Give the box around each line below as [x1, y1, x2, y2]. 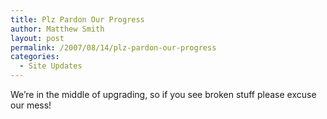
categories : [10, 52, 60, 62]
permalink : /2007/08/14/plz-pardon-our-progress [10, 42, 217, 53]
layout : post [10, 33, 65, 43]
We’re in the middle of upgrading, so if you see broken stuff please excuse [10, 89, 317, 100]
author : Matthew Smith [10, 24, 105, 34]
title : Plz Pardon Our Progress [10, 14, 145, 25]
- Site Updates [19, 61, 83, 71]
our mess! [10, 99, 52, 111]
